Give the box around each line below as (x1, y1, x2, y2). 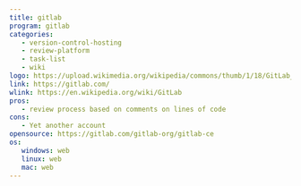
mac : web (21, 163, 54, 172)
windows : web (21, 146, 70, 155)
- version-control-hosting (21, 38, 123, 47)
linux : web (21, 154, 63, 164)
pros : (9, 96, 30, 106)
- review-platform (21, 46, 90, 55)
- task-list (21, 55, 66, 63)
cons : (9, 113, 30, 122)
